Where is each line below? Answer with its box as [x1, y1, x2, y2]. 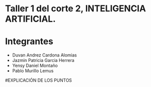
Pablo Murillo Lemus [12, 68, 54, 74]
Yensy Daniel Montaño [12, 62, 58, 69]
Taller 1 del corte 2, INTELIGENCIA [5, 3, 146, 14]
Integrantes [5, 36, 53, 47]
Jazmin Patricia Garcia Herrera [12, 58, 75, 63]
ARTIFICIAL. [5, 13, 56, 25]
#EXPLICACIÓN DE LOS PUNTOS [5, 77, 72, 84]
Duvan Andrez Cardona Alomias [12, 52, 77, 58]
